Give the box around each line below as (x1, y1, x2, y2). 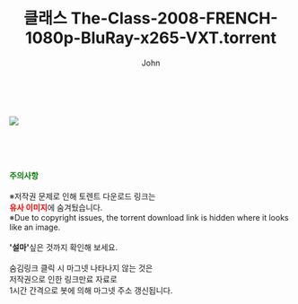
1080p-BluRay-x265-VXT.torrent (25, 28, 276, 48)
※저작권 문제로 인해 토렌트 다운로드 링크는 (9, 190, 156, 202)
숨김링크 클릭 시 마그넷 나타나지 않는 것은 (9, 262, 153, 274)
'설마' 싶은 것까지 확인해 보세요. (9, 241, 118, 252)
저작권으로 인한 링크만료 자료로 (9, 274, 118, 284)
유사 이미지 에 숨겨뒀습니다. (9, 202, 103, 213)
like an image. (9, 221, 61, 232)
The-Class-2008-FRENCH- (70, 8, 278, 29)
